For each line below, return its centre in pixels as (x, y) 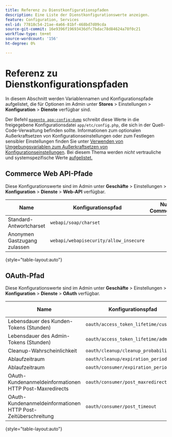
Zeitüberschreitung (31, 416)
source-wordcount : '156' (32, 39)
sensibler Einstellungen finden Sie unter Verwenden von (64, 141)
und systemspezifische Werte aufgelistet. (49, 158)
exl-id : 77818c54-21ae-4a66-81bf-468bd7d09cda (56, 24)
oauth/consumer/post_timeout (121, 407)
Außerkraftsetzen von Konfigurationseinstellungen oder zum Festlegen (80, 136)
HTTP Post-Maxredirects (38, 389)
